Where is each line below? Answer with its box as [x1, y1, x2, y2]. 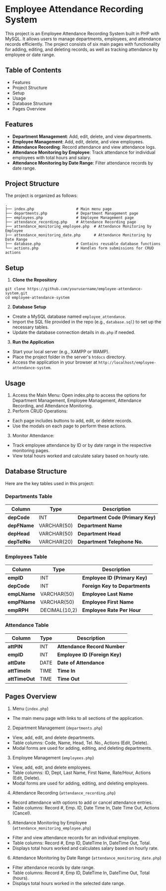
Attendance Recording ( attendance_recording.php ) [12, 790, 116, 795]
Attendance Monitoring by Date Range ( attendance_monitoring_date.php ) [12, 855, 162, 861]
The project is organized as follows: [5, 193, 78, 198]
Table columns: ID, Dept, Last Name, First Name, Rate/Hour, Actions [12, 770, 151, 776]
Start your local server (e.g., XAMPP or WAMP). [12, 349, 110, 355]
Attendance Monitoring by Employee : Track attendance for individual [12, 149, 156, 155]
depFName [7, 522, 34, 529]
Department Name [77, 522, 122, 529]
